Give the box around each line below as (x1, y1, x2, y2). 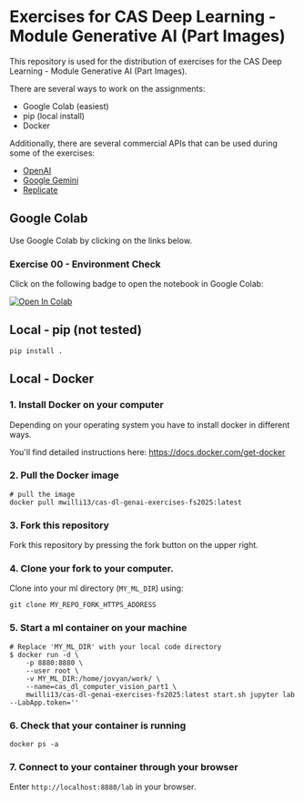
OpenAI (22, 165, 52, 176)
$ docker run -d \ (9, 650, 79, 659)
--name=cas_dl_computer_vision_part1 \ (25, 682, 177, 691)
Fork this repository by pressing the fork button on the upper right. (9, 540, 259, 551)
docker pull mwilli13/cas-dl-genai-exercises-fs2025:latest (9, 498, 243, 507)
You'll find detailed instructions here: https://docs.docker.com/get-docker (9, 446, 286, 457)
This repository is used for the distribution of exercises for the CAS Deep (9, 56, 282, 66)
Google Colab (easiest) (22, 100, 109, 111)
